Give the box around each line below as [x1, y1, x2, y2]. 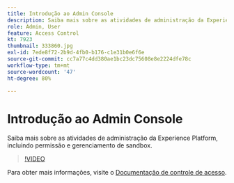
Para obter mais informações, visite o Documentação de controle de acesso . [7, 168, 227, 177]
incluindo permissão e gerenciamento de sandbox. [7, 141, 153, 150]
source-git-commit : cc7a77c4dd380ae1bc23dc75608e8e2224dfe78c [7, 56, 192, 63]
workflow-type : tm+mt [7, 62, 70, 69]
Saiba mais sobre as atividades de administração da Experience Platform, [7, 134, 218, 143]
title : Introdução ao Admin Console [7, 10, 114, 17]
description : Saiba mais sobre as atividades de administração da [7, 17, 204, 24]
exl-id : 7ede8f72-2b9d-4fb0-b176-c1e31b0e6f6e [7, 49, 145, 56]
